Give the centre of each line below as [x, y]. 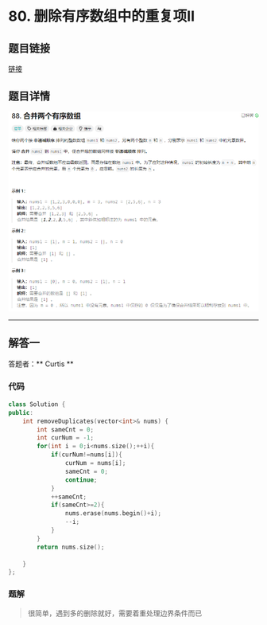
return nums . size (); [71, 547]
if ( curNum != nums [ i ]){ [87, 455]
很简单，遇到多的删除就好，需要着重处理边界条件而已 [115, 613]
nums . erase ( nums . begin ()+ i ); [113, 514]
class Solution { [37, 404]
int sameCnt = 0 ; [65, 430]
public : [21, 412]
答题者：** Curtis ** [41, 364]
